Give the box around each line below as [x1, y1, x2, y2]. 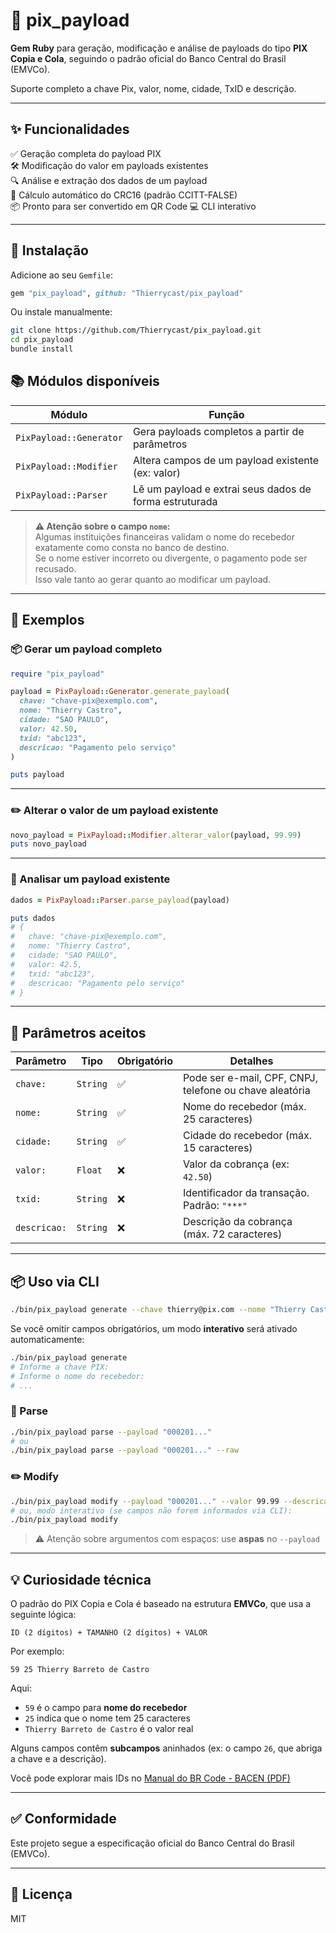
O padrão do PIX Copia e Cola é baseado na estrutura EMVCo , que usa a [10, 1598, 312, 1610]
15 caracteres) [182, 1141, 253, 1155]
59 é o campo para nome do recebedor [24, 1702, 188, 1714]
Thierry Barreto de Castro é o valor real [24, 1723, 194, 1735]
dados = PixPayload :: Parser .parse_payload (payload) [10, 895, 230, 905]
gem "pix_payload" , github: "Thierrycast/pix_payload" [10, 288, 244, 298]
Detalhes [229, 1054, 274, 1068]
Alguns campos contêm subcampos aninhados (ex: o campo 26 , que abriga [10, 1742, 323, 1754]
